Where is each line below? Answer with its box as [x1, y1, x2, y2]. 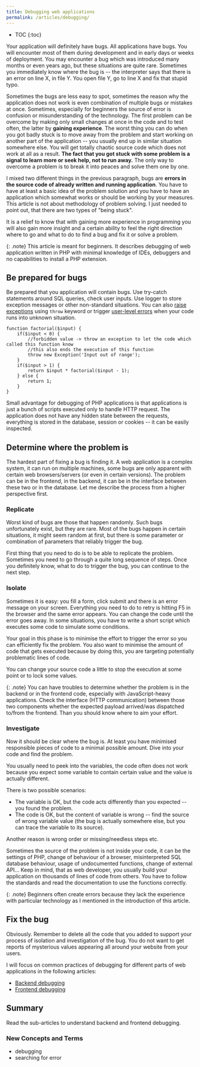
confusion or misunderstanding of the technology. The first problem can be [6, 112, 192, 119]
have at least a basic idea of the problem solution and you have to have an [6, 187, 190, 194]
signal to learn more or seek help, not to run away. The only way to [6, 156, 174, 164]
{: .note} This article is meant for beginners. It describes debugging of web [6, 242, 191, 249]
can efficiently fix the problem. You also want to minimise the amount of [6, 641, 184, 648]
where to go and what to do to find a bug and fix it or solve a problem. [6, 231, 178, 238]
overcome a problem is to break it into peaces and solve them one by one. [6, 163, 189, 170]
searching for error [14, 1054, 62, 1061]
